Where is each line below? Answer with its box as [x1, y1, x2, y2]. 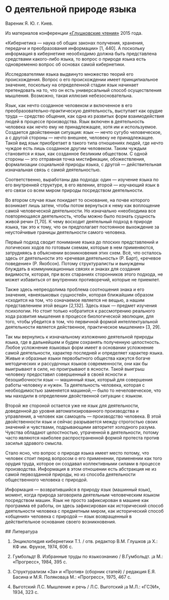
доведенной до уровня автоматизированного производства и [5, 408, 139, 414]
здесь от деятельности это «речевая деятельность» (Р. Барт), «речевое [5, 255, 161, 261]
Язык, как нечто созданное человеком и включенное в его [5, 102, 133, 108]
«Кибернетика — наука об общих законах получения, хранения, [5, 39, 144, 46]
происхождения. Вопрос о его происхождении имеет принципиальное [5, 76, 158, 82]
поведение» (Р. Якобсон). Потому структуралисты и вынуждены [5, 260, 145, 266]
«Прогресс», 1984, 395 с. [12, 559, 67, 565]
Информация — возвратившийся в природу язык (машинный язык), [5, 486, 152, 492]
